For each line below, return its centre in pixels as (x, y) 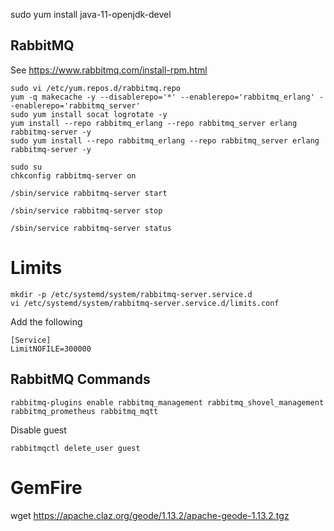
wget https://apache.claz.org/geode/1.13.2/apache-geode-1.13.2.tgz (150, 515)
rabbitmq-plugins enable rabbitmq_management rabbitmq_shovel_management (167, 402)
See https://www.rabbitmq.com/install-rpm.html (109, 70)
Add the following (46, 321)
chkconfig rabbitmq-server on (73, 175)
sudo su (26, 167)
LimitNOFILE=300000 (51, 349)
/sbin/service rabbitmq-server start (89, 193)
